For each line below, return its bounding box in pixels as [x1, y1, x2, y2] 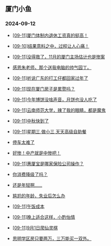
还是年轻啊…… [12, 182, 42, 188]
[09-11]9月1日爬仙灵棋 [12, 224, 58, 230]
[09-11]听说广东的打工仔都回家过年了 [12, 75, 88, 81]
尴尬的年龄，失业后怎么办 [12, 193, 65, 199]
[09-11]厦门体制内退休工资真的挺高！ [12, 32, 88, 38]
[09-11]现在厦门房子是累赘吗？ [12, 86, 75, 92]
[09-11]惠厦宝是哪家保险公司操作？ [12, 160, 84, 167]
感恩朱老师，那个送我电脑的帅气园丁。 [12, 64, 91, 70]
